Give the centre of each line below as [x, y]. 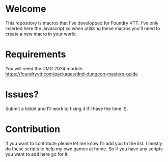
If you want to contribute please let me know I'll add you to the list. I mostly [84, 143]
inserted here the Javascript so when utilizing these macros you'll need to [83, 28]
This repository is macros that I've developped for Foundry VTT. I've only [82, 23]
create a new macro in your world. [41, 34]
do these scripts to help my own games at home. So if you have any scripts [84, 149]
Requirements [36, 55]
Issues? [22, 94]
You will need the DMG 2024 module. [45, 68]
